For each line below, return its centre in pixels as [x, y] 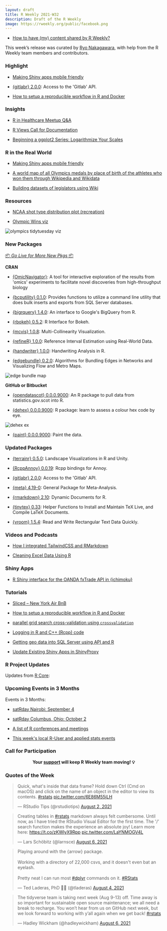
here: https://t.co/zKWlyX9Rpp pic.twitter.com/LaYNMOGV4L [80, 832]
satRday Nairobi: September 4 [43, 709]
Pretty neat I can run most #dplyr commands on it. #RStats [78, 878]
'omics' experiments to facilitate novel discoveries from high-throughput [86, 282]
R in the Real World [29, 152]
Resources [18, 201]
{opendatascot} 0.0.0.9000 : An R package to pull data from [73, 395]
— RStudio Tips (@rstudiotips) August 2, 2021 [65, 806]
